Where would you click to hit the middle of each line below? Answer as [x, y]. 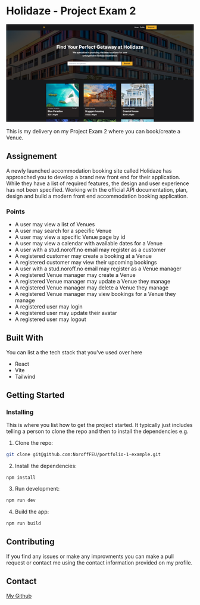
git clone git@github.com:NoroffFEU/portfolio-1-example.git [84, 455]
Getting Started [35, 395]
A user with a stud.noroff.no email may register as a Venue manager [98, 269]
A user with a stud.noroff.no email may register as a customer [90, 250]
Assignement [32, 156]
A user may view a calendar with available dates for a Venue [89, 243]
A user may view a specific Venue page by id [70, 237]
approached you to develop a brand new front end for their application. [93, 177]
